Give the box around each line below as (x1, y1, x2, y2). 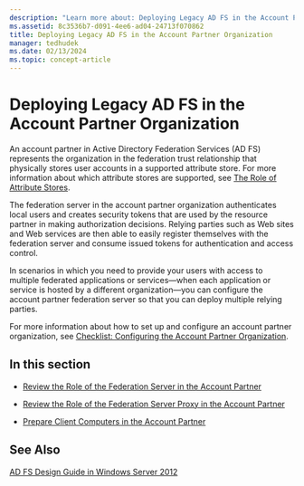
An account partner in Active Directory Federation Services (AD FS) (9, 143, 261, 154)
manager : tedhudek (9, 38, 79, 48)
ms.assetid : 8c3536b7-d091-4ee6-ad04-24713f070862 (9, 22, 204, 31)
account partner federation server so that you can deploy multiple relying (9, 293, 282, 304)
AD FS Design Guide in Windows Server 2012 (9, 466, 178, 477)
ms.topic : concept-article (9, 55, 111, 64)
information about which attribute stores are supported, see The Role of (9, 172, 278, 183)
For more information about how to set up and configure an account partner (9, 320, 292, 331)
